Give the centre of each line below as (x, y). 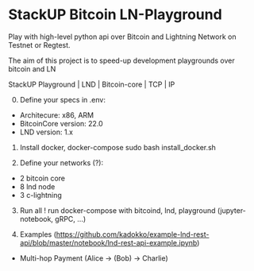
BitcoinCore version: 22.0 (61, 123)
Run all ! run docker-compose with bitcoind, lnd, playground (117, 210)
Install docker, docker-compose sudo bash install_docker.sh (118, 147)
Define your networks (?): (62, 163)
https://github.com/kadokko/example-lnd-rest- (133, 234)
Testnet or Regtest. (39, 45)
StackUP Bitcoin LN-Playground (115, 15)
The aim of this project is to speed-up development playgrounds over (122, 60)
